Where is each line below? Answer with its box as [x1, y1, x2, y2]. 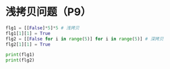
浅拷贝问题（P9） [5, 5, 92, 19]
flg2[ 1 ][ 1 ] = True [5, 42, 51, 47]
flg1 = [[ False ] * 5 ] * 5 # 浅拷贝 [5, 25, 80, 31]
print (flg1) [5, 52, 35, 58]
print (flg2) [5, 57, 35, 63]
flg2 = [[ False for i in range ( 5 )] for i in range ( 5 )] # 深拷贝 [5, 36, 164, 42]
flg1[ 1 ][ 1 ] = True [5, 30, 51, 36]
